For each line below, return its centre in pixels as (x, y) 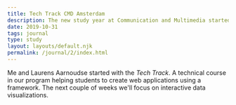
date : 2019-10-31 (33, 27)
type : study (25, 40)
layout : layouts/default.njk (50, 46)
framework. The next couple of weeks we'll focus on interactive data (106, 87)
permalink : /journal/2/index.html (58, 53)
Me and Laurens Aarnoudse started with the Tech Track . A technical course (117, 72)
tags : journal (28, 33)
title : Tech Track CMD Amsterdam (56, 14)
